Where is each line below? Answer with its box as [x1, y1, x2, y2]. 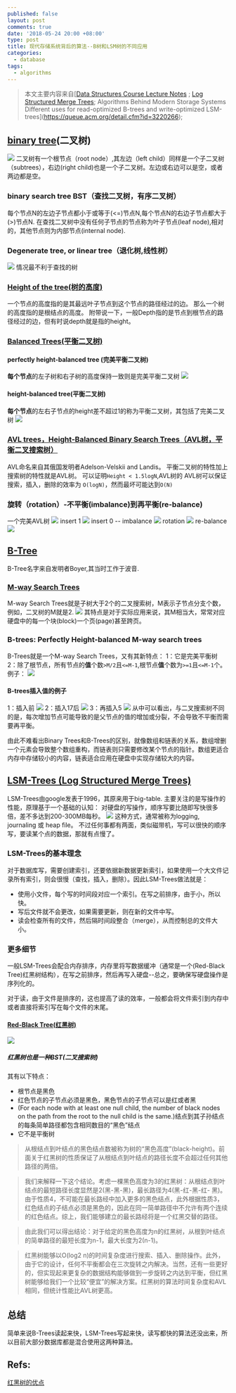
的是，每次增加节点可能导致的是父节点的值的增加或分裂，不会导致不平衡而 [7, 712, 223, 721]
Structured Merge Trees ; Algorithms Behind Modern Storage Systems [24, 97, 226, 106]
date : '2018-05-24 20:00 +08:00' [7, 30, 105, 37]
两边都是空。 [7, 172, 44, 180]
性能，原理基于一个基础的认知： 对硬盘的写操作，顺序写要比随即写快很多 [7, 803, 218, 812]
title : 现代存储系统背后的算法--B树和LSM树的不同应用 [7, 43, 148, 50]
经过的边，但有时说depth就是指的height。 [13, 317, 135, 326]
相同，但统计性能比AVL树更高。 [24, 1286, 117, 1295]
